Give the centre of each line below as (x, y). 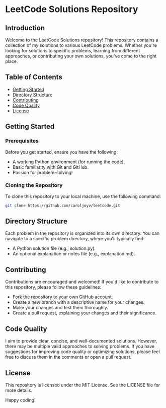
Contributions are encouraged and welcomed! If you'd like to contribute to (82, 282)
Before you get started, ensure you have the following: (62, 152)
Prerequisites (22, 141)
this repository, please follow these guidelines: (53, 287)
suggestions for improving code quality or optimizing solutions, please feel (82, 352)
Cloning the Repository (34, 185)
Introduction (25, 28)
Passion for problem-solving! (43, 172)
